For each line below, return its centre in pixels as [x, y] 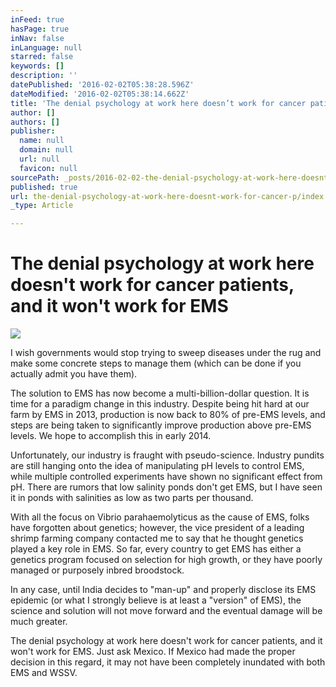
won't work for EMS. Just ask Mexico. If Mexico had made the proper [153, 652]
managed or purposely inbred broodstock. [97, 570]
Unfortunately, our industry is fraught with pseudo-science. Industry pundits [167, 455]
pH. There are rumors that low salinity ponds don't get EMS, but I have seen [166, 487]
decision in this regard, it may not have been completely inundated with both [168, 662]
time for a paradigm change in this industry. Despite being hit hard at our [160, 404]
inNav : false [37, 38]
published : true [44, 187]
